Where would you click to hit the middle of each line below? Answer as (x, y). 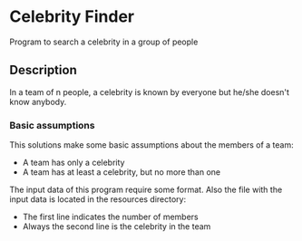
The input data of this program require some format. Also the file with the (146, 190)
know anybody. (38, 101)
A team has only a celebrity (73, 163)
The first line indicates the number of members (110, 217)
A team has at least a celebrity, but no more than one (121, 172)
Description (43, 70)
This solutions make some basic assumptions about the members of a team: (152, 145)
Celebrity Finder (72, 17)
